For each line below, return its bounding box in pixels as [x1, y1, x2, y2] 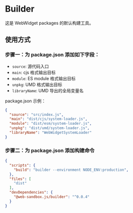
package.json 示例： [5, 98, 46, 104]
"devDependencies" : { [9, 190, 53, 195]
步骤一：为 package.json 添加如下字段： [5, 51, 100, 58]
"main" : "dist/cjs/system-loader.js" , [9, 116, 88, 122]
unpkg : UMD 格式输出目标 [12, 82, 62, 87]
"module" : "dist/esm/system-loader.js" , [9, 121, 92, 126]
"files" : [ [9, 176, 31, 181]
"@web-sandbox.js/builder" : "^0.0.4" [14, 195, 90, 199]
